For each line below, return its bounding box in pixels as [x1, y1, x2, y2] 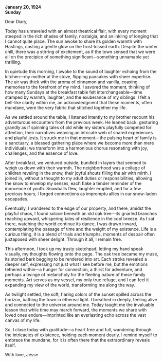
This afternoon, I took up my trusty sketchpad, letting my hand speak [5, 246, 144, 252]
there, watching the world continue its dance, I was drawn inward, [5, 221, 137, 227]
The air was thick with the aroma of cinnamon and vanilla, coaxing [5, 79, 138, 85]
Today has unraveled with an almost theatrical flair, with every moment [5, 28, 147, 34]
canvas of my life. [5, 317, 41, 323]
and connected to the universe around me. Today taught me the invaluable [5, 302, 155, 308]
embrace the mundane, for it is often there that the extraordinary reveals [5, 337, 150, 343]
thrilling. [5, 59, 21, 65]
